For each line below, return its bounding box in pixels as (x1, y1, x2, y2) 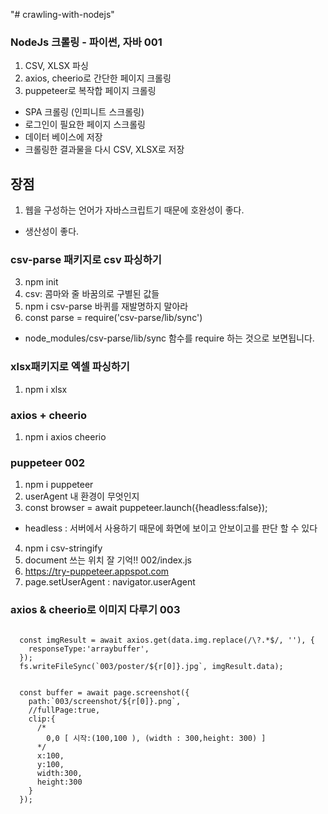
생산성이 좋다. (24, 225, 80, 238)
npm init (24, 276, 59, 288)
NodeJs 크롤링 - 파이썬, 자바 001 (10, 35, 163, 49)
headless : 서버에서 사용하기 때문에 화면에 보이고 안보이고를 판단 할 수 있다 (24, 522, 318, 534)
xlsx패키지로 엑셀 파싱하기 (10, 360, 130, 374)
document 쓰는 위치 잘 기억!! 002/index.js (24, 554, 193, 566)
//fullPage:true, (28, 705, 101, 715)
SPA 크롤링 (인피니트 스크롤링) (24, 106, 145, 118)
